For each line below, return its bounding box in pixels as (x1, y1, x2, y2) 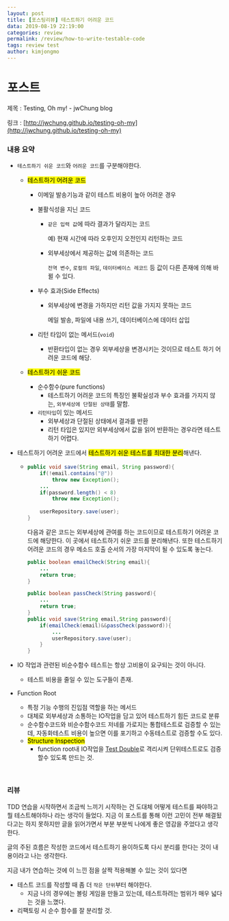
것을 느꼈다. (34, 898, 66, 906)
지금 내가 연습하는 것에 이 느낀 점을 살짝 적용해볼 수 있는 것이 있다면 (7, 865, 187, 874)
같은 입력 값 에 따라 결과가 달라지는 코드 (47, 220, 150, 228)
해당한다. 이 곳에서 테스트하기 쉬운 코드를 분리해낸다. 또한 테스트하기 (40, 536, 223, 545)
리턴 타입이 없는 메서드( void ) (37, 331, 115, 339)
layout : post (7, 10, 44, 17)
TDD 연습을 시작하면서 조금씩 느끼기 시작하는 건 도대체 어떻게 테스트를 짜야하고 (7, 802, 219, 811)
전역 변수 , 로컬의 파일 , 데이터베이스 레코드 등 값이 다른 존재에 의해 (47, 263, 212, 272)
